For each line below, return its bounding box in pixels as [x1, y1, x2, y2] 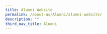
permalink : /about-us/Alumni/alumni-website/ [5, 12, 102, 17]
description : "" [5, 16, 39, 21]
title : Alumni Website [5, 7, 53, 12]
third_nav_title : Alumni [5, 21, 57, 26]
